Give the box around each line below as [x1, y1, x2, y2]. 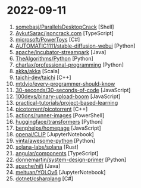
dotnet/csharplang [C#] [15, 175, 74, 182]
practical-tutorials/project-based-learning [15, 99, 118, 106]
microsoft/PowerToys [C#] [15, 36, 80, 43]
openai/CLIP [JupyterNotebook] [15, 130, 94, 137]
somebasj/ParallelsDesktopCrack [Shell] [15, 23, 115, 30]
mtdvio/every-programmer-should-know [15, 80, 115, 87]
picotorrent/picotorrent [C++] [15, 105, 88, 112]
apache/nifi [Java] [15, 162, 61, 170]
